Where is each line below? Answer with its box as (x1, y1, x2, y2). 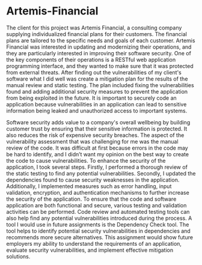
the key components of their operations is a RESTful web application (6, 56, 176, 63)
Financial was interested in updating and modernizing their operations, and (6, 43, 192, 50)
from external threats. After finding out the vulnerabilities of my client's (6, 69, 182, 76)
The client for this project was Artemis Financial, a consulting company (6, 24, 182, 31)
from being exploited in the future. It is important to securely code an (6, 94, 177, 102)
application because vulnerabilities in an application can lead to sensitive (6, 100, 187, 108)
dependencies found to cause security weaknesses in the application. (6, 176, 180, 183)
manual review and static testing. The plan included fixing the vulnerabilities (6, 81, 194, 88)
